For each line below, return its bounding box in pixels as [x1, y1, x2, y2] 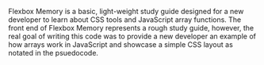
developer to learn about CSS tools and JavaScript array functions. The [8, 15, 242, 24]
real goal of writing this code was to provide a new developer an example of [8, 31, 256, 41]
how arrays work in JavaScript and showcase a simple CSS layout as [8, 40, 234, 49]
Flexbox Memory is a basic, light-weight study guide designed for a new [8, 7, 244, 16]
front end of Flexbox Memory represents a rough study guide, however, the [8, 23, 254, 32]
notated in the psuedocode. [8, 49, 99, 57]
